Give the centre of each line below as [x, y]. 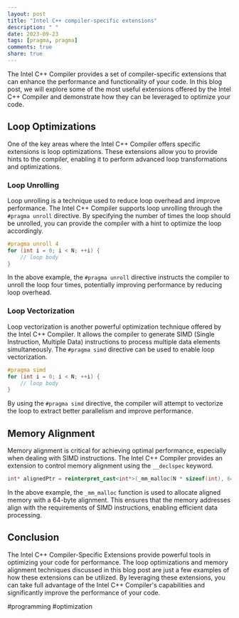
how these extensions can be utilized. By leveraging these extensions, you [117, 577]
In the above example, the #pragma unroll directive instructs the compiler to [118, 277]
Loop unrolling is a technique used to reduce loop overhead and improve [114, 200]
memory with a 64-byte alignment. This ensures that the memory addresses [119, 500]
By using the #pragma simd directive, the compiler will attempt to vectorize [115, 403]
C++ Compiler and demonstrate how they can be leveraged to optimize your [119, 96]
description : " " [33, 27]
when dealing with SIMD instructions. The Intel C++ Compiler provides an [115, 458]
